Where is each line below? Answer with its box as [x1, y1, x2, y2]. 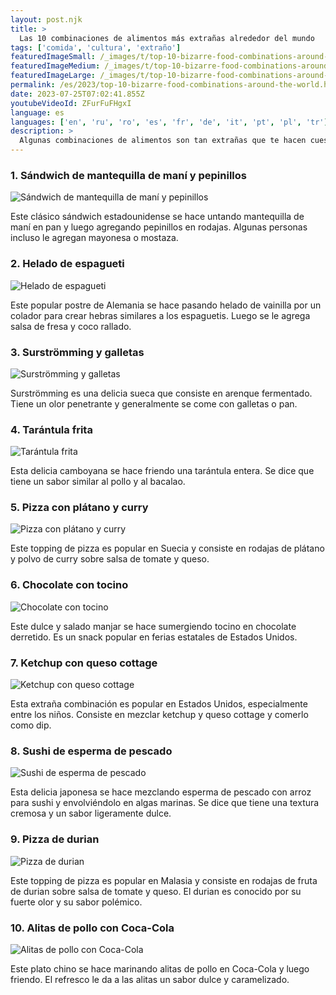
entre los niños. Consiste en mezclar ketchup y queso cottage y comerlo [10, 709, 309, 721]
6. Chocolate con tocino [10, 578, 129, 592]
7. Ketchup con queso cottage [10, 656, 158, 670]
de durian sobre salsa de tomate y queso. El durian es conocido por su [10, 885, 302, 897]
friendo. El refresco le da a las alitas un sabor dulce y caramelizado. [10, 973, 290, 985]
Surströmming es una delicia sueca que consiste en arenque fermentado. [10, 387, 313, 399]
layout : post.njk [10, 14, 83, 25]
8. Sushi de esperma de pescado [10, 744, 173, 758]
